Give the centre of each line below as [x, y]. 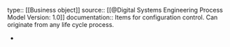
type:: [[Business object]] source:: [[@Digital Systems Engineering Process [115, 10]
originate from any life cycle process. [60, 25]
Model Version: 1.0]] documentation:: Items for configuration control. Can [113, 17]
